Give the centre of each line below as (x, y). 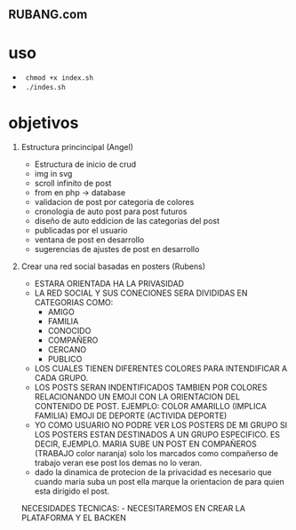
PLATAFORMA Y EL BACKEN (73, 518)
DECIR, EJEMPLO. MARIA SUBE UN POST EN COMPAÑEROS (145, 444)
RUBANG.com (48, 15)
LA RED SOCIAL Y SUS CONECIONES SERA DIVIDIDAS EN (141, 293)
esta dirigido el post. (72, 491)
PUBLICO (65, 360)
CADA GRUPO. (61, 378)
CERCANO (67, 350)
